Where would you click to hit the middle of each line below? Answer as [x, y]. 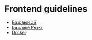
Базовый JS [24, 22]
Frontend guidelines [46, 9]
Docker [19, 32]
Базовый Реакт [27, 27]
